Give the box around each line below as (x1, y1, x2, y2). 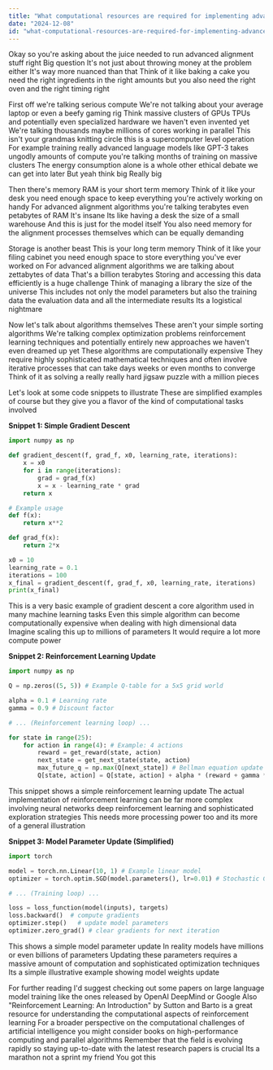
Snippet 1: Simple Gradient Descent (8, 421, 131, 431)
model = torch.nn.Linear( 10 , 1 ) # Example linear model (8, 866, 201, 875)
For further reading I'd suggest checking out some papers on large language (8, 983, 265, 993)
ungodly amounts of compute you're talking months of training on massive (8, 151, 258, 161)
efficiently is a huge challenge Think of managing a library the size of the (8, 278, 253, 288)
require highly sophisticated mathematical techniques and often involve (8, 355, 248, 365)
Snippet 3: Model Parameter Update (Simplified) (8, 836, 175, 846)
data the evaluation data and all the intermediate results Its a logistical (8, 296, 242, 305)
